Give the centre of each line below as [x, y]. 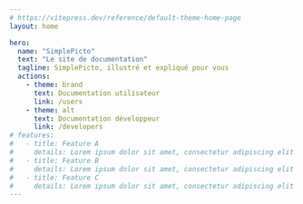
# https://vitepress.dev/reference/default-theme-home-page [126, 18]
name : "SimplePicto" [56, 51]
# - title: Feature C [54, 178]
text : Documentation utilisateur [97, 93]
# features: [32, 136]
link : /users [58, 102]
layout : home [34, 26]
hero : [20, 43]
